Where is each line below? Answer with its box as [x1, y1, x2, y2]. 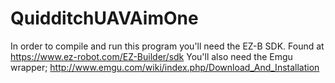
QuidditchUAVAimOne [10, 7, 199, 30]
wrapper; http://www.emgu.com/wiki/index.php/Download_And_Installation [10, 61, 320, 73]
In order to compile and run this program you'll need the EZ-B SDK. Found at [10, 40, 325, 52]
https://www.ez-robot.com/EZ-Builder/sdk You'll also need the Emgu [10, 50, 293, 62]
